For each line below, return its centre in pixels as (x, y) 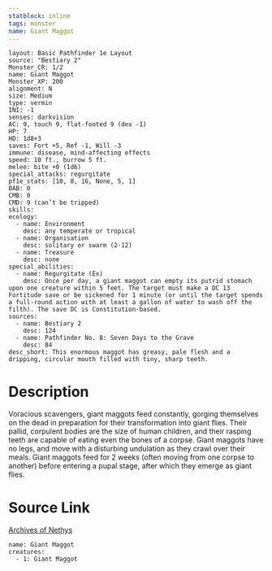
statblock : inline (39, 16)
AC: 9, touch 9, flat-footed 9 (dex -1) (78, 124)
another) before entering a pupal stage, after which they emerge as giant (130, 466)
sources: (23, 317)
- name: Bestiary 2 (49, 324)
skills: (22, 210)
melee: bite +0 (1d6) (45, 168)
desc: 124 (40, 331)
